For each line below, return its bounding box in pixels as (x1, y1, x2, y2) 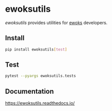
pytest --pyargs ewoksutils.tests (5, 74, 76, 79)
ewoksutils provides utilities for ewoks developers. (5, 20, 108, 26)
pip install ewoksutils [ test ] (5, 47, 68, 52)
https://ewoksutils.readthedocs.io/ (5, 100, 75, 106)
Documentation (5, 87, 54, 95)
